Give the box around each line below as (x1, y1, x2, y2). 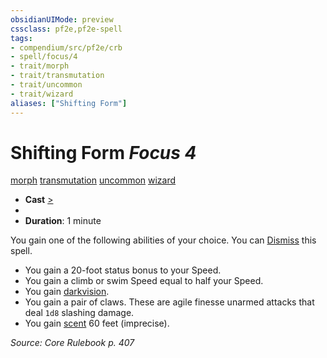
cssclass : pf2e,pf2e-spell (10, 24, 123, 34)
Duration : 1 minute (24, 215, 102, 227)
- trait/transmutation (10, 71, 105, 81)
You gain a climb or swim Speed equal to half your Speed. (24, 275, 264, 287)
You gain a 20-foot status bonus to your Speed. (24, 264, 222, 276)
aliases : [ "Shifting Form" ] (10, 98, 128, 108)
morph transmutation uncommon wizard (10, 174, 177, 186)
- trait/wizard (10, 89, 74, 99)
